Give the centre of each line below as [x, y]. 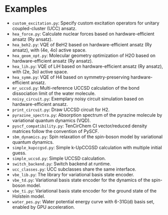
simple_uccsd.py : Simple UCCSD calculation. [59, 158]
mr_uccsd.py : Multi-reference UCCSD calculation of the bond [76, 88]
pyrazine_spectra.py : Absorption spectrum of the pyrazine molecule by [87, 115]
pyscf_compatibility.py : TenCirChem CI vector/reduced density [79, 126]
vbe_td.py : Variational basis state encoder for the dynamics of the [81, 180]
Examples [26, 9]
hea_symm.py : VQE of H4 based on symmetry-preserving [71, 77]
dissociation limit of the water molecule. [54, 93]
